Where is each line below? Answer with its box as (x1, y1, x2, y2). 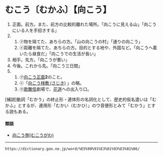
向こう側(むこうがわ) (12, 132, 54, 138)
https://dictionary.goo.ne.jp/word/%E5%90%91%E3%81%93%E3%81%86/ (5, 146, 140, 152)
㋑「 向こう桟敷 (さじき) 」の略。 (19, 80, 84, 86)
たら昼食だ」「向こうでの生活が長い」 (23, 50, 98, 56)
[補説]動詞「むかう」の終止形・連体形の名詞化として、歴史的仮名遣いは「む (5, 96, 157, 102)
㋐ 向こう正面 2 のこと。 (19, 74, 65, 80)
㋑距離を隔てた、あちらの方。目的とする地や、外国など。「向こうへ (19, 45, 153, 50)
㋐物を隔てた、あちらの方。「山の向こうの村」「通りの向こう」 (19, 38, 143, 44)
